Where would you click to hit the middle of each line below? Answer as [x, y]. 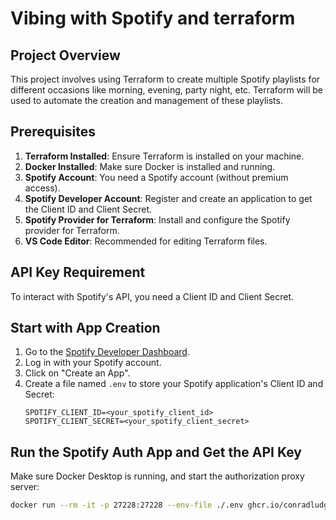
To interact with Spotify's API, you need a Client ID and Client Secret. [152, 296]
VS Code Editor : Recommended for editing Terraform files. [146, 241]
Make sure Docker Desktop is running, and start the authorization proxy [157, 476]
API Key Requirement [78, 272]
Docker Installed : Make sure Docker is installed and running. [150, 166]
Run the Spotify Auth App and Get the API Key [156, 452]
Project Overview [65, 55]
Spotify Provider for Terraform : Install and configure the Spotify [157, 219]
